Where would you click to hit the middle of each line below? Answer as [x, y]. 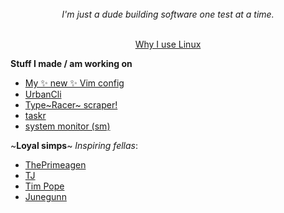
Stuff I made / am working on [71, 63]
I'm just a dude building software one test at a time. [168, 14]
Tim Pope [44, 186]
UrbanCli [43, 94]
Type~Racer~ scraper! [71, 105]
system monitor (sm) [67, 126]
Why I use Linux [168, 44]
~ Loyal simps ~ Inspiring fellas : [74, 145]
